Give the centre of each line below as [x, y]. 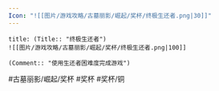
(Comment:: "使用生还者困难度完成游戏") [69, 63]
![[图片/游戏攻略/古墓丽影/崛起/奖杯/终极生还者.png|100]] [97, 47]
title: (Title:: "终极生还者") [57, 39]
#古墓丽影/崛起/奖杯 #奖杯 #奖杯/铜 [67, 79]
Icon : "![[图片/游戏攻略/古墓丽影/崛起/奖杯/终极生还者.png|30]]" [110, 16]
